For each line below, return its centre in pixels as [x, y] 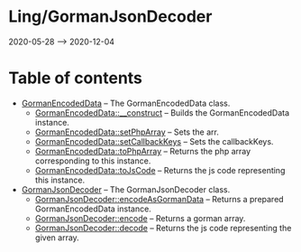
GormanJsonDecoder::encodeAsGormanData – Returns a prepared [160, 199]
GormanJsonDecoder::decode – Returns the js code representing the [163, 228]
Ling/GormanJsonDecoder [110, 17]
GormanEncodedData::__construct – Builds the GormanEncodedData [162, 112]
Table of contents [76, 78]
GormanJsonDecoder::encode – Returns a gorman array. [140, 218]
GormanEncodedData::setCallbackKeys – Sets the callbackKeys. [154, 141]
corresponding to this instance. [93, 161]
